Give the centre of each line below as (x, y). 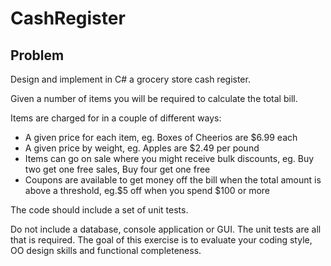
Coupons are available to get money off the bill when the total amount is (173, 180)
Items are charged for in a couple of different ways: (116, 118)
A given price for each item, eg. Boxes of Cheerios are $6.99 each (161, 137)
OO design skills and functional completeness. (106, 250)
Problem (37, 55)
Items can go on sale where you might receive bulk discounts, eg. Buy (169, 158)
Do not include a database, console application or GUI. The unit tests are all (166, 229)
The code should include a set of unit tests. (99, 210)
